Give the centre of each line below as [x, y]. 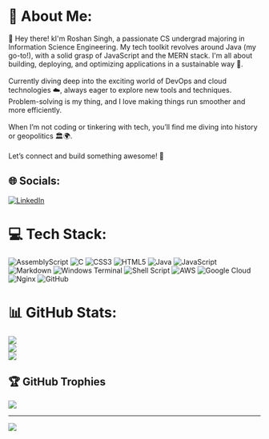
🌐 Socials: [34, 181]
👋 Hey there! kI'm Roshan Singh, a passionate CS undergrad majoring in [127, 38]
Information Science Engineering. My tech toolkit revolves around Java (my [132, 46]
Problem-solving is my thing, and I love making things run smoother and [127, 101]
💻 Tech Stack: [58, 234]
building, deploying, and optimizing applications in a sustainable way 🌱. [126, 64]
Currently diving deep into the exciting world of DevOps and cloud [117, 81]
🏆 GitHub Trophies [57, 382]
